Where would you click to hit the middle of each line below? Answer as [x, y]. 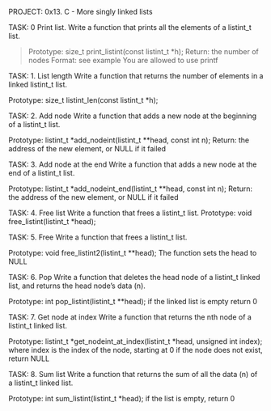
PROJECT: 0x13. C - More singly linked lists [80, 12]
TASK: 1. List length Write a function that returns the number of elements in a [136, 76]
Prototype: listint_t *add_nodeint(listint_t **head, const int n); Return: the [129, 140]
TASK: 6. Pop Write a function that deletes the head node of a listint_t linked [134, 277]
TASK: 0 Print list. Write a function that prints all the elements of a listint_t [130, 27]
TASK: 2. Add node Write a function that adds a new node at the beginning [133, 116]
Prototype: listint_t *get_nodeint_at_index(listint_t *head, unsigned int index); [135, 341]
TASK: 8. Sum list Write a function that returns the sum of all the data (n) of [133, 374]
